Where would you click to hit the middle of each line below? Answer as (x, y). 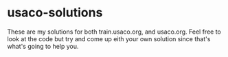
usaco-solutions (55, 13)
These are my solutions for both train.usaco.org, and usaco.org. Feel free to (114, 32)
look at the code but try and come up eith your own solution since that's (109, 38)
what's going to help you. (43, 46)
